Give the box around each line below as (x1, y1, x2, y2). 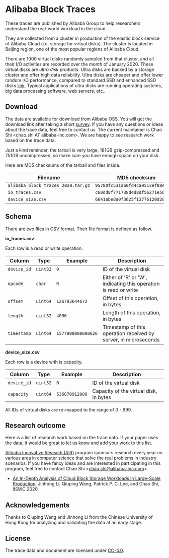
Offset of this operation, (102, 295, 159, 302)
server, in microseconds (102, 336, 160, 343)
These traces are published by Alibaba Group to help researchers (5, 20, 141, 26)
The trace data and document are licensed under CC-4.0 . (5, 547, 124, 553)
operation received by (102, 330, 154, 337)
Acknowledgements (5, 501, 70, 509)
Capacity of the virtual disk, (92, 387, 157, 394)
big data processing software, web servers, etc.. (5, 88, 106, 94)
